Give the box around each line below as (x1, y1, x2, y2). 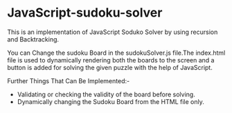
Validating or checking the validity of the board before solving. (17, 90, 195, 98)
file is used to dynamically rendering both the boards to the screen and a (7, 55, 215, 64)
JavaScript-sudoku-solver (7, 5, 163, 21)
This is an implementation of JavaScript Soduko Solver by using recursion (7, 28, 218, 36)
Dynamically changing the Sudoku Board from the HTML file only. (17, 97, 204, 105)
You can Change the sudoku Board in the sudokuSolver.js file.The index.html (7, 49, 226, 57)
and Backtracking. (7, 35, 60, 43)
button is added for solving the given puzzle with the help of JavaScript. (7, 63, 213, 71)
